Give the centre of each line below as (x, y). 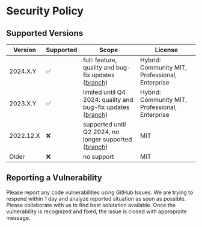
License (167, 50)
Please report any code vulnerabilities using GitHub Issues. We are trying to (100, 192)
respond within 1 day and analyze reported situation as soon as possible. (96, 198)
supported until (105, 124)
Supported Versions (44, 33)
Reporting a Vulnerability (54, 178)
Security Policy (45, 11)
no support (99, 157)
